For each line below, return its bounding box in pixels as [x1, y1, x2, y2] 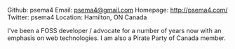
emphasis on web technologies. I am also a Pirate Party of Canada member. [7, 34, 227, 42]
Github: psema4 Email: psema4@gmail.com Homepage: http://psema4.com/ [7, 6, 228, 14]
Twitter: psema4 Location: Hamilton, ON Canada [7, 13, 147, 21]
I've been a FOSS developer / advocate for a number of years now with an [7, 27, 222, 35]
